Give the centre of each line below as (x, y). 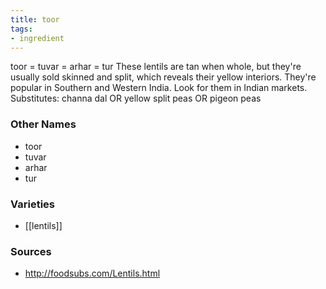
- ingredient (37, 38)
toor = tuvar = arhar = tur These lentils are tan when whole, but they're (156, 67)
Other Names (43, 124)
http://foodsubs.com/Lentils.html (92, 273)
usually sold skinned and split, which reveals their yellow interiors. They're (163, 77)
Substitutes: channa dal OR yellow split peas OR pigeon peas (136, 98)
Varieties (32, 204)
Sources (31, 251)
